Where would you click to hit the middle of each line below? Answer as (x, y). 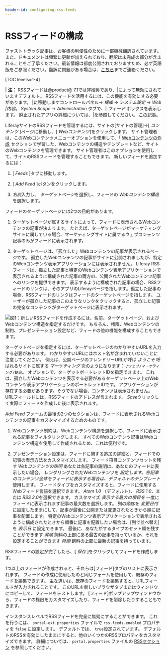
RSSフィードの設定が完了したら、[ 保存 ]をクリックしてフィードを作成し (80, 551)
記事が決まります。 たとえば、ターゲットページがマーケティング (95, 228)
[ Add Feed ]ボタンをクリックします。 (51, 184)
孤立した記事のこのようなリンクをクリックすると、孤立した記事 (95, 301)
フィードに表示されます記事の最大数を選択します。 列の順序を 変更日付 (85, 503)
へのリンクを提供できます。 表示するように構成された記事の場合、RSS (84, 282)
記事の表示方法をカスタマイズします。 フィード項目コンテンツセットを (84, 460)
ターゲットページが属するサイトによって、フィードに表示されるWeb (82, 222)
